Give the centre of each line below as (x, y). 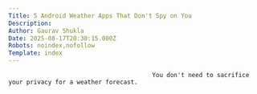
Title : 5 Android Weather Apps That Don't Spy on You (100, 16)
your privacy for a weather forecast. (73, 82)
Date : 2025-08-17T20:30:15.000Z (62, 38)
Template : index (35, 53)
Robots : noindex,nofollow (51, 46)
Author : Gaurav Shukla (46, 31)
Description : (30, 23)
